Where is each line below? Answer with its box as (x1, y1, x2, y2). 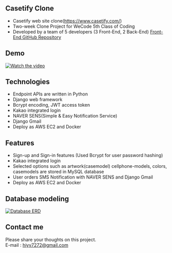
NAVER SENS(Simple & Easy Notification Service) (12, 113, 118, 119)
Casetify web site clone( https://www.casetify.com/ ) (12, 17, 122, 24)
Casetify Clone (5, 4, 54, 13)
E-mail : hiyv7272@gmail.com (5, 242, 68, 248)
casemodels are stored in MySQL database (12, 169, 104, 175)
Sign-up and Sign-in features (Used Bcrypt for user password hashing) (12, 152, 163, 159)
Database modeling (5, 194, 69, 203)
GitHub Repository (22, 34, 62, 40)
